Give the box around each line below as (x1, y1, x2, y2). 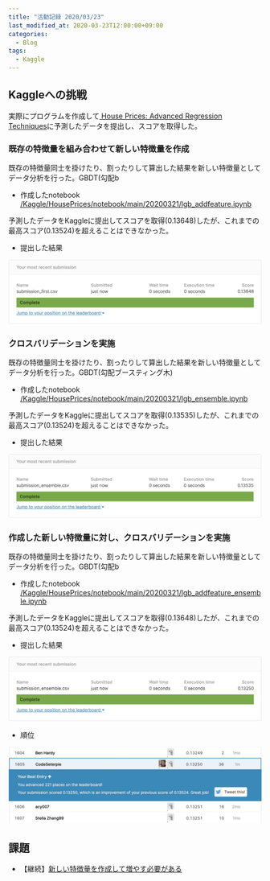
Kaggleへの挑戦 (8, 89, 88, 102)
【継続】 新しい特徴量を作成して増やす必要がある (19, 864, 182, 874)
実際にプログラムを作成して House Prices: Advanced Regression (8, 111, 223, 121)
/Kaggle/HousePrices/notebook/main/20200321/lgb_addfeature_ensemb (19, 588, 261, 598)
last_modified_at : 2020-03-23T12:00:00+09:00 (8, 21, 163, 30)
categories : (8, 30, 48, 38)
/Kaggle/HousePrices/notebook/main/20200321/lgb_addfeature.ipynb (19, 200, 252, 209)
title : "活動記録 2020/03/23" (8, 13, 104, 21)
